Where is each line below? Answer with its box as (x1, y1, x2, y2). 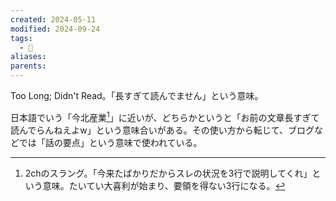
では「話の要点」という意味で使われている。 (18, 136, 203, 148)
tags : (10, 33, 33, 43)
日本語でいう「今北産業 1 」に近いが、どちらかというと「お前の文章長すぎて (10, 110, 320, 123)
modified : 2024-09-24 (10, 24, 101, 34)
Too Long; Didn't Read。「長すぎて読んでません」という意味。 (10, 90, 264, 101)
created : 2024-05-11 (10, 14, 97, 25)
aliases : (10, 52, 47, 62)
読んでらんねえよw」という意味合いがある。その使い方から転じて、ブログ (10, 124, 315, 136)
